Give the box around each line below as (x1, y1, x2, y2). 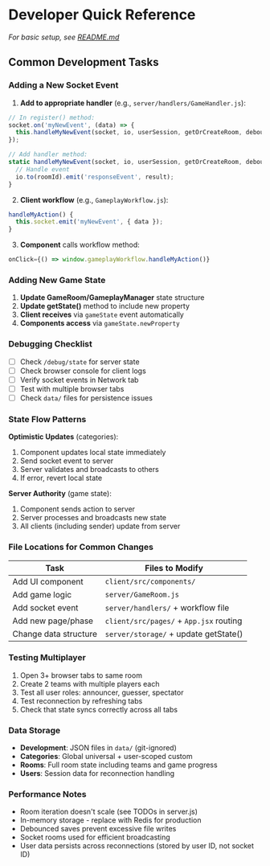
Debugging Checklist (8, 339, 92, 350)
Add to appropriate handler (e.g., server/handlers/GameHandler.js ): (19, 98, 247, 108)
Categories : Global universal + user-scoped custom (19, 752, 193, 761)
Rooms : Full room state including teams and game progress (19, 760, 219, 770)
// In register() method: (8, 113, 95, 121)
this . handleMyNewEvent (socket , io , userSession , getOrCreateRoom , (15, 129, 243, 137)
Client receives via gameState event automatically (19, 310, 185, 319)
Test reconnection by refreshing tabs (19, 696, 143, 705)
